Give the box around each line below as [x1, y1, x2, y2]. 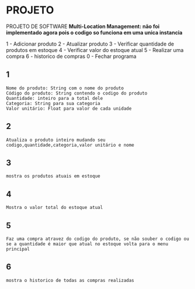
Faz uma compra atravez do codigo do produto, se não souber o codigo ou [6, 236, 190, 242]
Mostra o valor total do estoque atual [6, 205, 103, 211]
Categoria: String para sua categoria [6, 100, 100, 106]
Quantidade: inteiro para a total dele [6, 95, 103, 101]
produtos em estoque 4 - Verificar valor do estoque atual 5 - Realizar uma [6, 46, 184, 53]
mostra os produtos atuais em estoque [6, 173, 100, 179]
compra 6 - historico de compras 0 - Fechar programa [6, 53, 137, 60]
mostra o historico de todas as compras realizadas [6, 277, 134, 283]
